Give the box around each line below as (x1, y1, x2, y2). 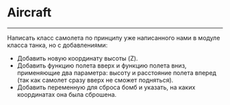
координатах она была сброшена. (16, 90, 117, 98)
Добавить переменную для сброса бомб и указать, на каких (16, 83, 196, 91)
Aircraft (7, 5, 52, 20)
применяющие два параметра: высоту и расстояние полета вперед (16, 68, 217, 76)
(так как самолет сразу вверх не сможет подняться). (16, 76, 174, 84)
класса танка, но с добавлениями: (7, 41, 108, 49)
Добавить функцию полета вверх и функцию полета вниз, (16, 61, 187, 70)
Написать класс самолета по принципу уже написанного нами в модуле (7, 33, 220, 42)
